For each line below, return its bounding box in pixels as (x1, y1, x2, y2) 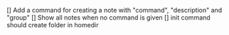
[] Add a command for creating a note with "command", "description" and (6, 6, 223, 14)
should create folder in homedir (6, 21, 99, 29)
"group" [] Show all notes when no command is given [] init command (6, 13, 211, 22)
